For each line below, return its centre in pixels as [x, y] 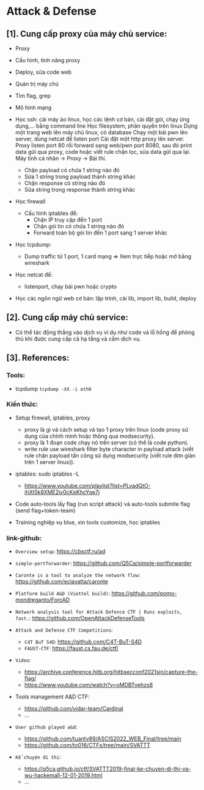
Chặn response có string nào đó [65, 183]
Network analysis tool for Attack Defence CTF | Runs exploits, [99, 612]
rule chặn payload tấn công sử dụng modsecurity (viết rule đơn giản [110, 455]
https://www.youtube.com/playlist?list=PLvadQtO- [88, 485]
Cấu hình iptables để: [51, 213]
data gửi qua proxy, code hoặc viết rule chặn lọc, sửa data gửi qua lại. [103, 152]
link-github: [24, 538]
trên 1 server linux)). [49, 462]
